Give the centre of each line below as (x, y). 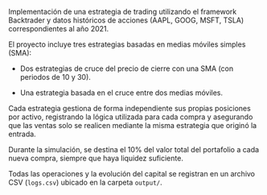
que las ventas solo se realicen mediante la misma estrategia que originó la (133, 125)
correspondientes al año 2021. (59, 29)
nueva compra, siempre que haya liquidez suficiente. (96, 158)
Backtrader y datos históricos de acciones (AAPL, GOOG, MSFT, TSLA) (126, 20)
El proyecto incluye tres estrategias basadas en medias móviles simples (127, 44)
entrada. (22, 134)
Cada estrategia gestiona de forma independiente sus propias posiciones (129, 108)
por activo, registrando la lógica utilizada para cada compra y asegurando (131, 117)
